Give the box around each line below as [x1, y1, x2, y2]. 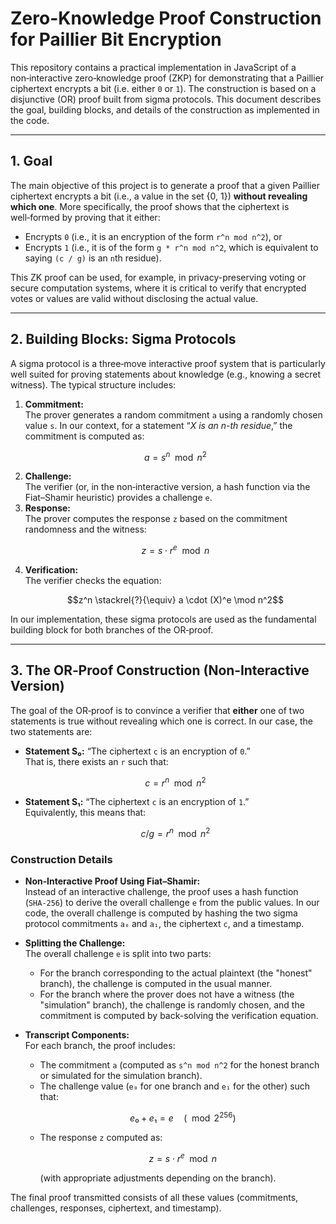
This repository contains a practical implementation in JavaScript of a [10, 61, 297, 73]
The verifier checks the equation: [24, 574, 162, 586]
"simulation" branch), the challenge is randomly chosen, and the [39, 999, 305, 1011]
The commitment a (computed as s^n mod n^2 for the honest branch [39, 1059, 320, 1071]
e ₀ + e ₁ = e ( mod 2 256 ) [129, 1110, 237, 1124]
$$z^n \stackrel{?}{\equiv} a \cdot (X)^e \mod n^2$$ [66, 593, 285, 606]
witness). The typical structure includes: [10, 378, 177, 391]
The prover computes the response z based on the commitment [24, 513, 288, 525]
